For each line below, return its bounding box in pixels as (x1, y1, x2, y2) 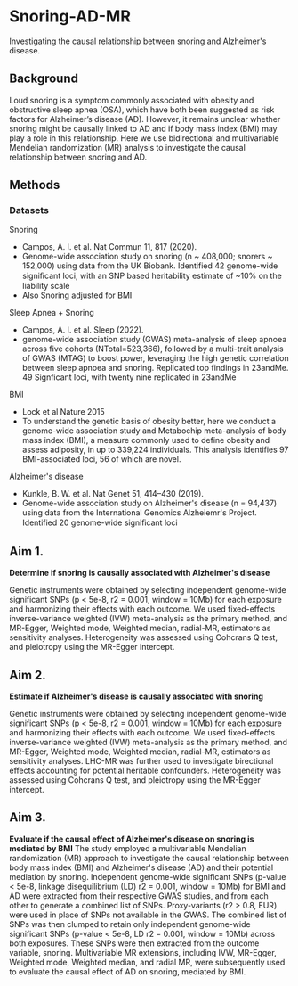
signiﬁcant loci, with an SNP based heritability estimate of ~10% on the (21, 270, 282, 282)
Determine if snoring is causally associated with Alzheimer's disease (9, 568, 270, 579)
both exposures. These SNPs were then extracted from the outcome (9, 938, 260, 949)
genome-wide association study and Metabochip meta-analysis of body (21, 425, 287, 436)
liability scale (21, 281, 70, 292)
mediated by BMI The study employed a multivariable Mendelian (9, 842, 246, 853)
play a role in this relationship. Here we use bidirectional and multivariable (9, 132, 279, 144)
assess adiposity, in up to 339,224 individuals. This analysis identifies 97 (21, 444, 289, 456)
